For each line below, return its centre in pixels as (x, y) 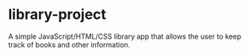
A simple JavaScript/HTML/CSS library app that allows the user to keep (125, 36)
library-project (57, 15)
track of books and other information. (69, 44)
